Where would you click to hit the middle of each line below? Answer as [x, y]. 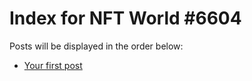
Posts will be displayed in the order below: [96, 46]
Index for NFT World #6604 [125, 18]
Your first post [53, 65]
